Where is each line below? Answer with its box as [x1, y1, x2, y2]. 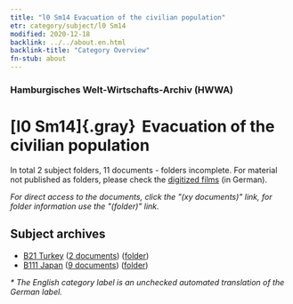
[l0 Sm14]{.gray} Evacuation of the [10, 116, 275, 137]
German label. [10, 286, 63, 297]
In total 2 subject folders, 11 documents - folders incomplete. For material [10, 164, 278, 175]
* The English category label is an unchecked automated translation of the [10, 276, 285, 287]
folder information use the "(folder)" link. [10, 201, 159, 212]
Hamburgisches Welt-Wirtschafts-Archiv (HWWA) [10, 84, 234, 96]
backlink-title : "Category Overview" [10, 46, 151, 55]
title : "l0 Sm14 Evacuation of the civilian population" [10, 12, 226, 22]
